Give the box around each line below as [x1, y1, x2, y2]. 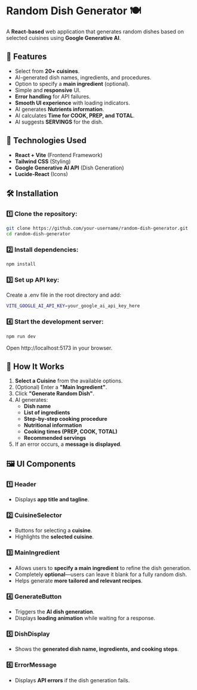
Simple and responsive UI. [14, 87, 81, 94]
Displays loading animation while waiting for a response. [14, 614, 156, 621]
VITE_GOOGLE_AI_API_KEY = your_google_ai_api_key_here [6, 303, 140, 309]
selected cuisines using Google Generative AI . [6, 34, 121, 41]
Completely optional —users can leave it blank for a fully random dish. [14, 571, 187, 578]
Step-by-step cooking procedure [23, 415, 107, 423]
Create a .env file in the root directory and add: [6, 291, 121, 298]
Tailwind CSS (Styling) [14, 158, 71, 165]
